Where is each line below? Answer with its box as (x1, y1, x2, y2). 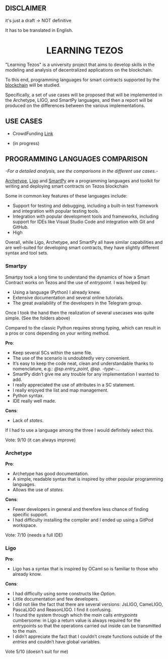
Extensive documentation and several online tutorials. (12, 294, 124, 300)
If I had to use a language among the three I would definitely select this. (5, 427, 154, 433)
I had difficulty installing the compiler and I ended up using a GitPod (12, 516, 154, 523)
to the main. (12, 628, 38, 634)
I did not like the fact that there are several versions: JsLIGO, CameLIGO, (12, 602, 163, 608)
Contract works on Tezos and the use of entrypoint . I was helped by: (5, 279, 148, 285)
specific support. (12, 511, 48, 517)
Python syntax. (12, 392, 44, 399)
